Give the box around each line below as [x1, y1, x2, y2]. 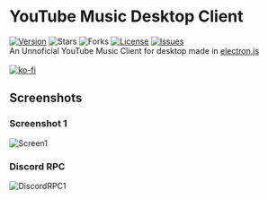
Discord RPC [9, 160, 66, 172]
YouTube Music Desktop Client [9, 6, 245, 27]
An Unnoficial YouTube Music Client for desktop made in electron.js [9, 45, 260, 56]
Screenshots [9, 91, 83, 106]
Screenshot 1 [9, 117, 67, 130]
